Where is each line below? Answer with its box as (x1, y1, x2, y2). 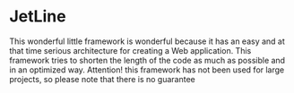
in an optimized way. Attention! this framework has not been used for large (9, 64, 285, 75)
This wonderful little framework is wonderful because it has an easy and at (9, 36, 285, 46)
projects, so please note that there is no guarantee (9, 73, 195, 84)
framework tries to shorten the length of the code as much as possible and (9, 55, 285, 65)
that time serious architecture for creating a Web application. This (9, 45, 252, 55)
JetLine (9, 6, 66, 27)
